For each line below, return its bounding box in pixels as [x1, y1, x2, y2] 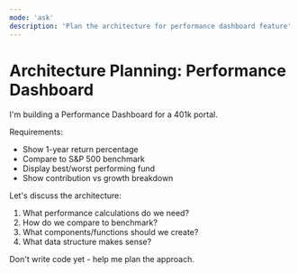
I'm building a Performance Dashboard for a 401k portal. [9, 109, 218, 120]
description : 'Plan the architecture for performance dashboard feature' [9, 22, 293, 31]
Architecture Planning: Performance [9, 60, 286, 81]
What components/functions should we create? [22, 227, 199, 238]
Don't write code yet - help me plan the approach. [9, 254, 195, 265]
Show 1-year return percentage [22, 144, 139, 155]
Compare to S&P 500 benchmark [22, 154, 146, 165]
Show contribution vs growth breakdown [22, 173, 174, 184]
